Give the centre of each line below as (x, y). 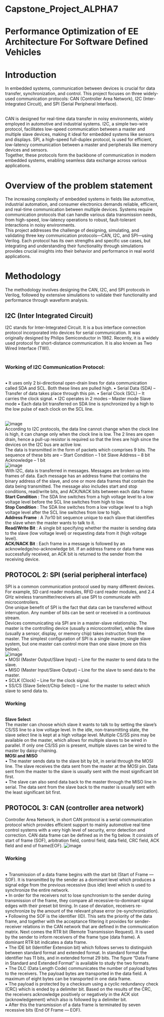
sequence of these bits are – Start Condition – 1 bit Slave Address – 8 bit (78, 455)
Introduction (31, 75)
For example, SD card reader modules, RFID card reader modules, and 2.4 (80, 592)
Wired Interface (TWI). (28, 348)
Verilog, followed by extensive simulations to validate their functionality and (81, 295)
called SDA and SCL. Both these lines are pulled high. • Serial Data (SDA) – (80, 388)
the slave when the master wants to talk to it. (50, 523)
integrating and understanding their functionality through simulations (74, 246)
